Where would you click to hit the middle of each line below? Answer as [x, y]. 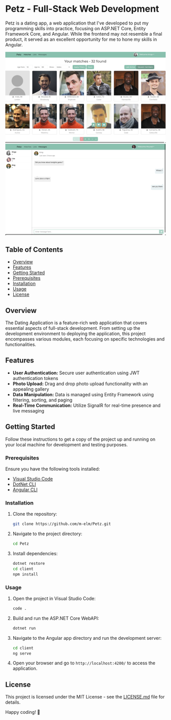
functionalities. [21, 344]
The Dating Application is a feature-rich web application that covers [76, 323]
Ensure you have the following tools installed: [53, 469]
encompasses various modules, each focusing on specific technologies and [85, 339]
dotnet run [24, 628]
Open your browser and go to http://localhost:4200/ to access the [84, 663]
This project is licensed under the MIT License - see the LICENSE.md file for [85, 697]
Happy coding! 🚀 [23, 712]
